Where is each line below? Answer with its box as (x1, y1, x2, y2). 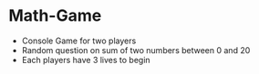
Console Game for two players (21, 35, 137, 46)
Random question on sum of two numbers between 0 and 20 (21, 44, 251, 55)
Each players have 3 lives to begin (21, 54, 151, 65)
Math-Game (8, 5, 102, 26)
